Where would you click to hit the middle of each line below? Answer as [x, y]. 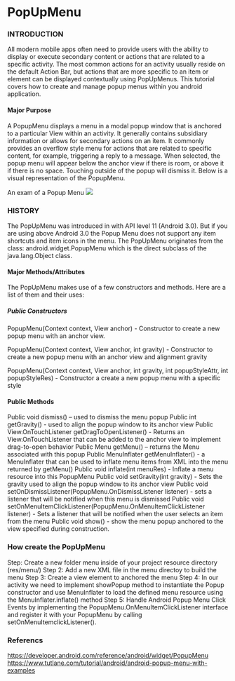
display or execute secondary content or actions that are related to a [106, 57]
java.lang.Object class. [40, 255]
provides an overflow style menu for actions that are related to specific [110, 148]
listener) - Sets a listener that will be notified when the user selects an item [115, 514]
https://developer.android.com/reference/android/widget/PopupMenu [108, 655]
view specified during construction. [59, 529]
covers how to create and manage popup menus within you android [105, 87]
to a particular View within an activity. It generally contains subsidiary [108, 133]
